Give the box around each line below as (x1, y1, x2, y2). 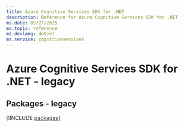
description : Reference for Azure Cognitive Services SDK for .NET (6, 14, 179, 20)
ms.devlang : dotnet (6, 31, 55, 37)
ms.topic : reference (6, 25, 58, 32)
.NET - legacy (6, 75, 76, 88)
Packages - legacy (6, 98, 77, 109)
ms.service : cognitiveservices (6, 36, 85, 42)
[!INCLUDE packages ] (6, 114, 61, 121)
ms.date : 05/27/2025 (6, 20, 58, 26)
